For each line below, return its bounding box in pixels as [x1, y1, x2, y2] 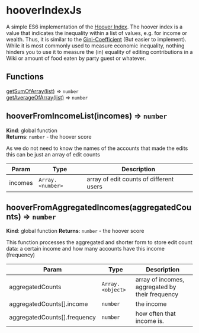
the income [135, 300, 167, 308]
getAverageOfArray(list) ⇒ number [6, 94, 88, 101]
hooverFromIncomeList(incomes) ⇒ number [6, 111, 168, 121]
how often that [135, 309, 176, 318]
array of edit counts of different [86, 175, 174, 183]
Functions [6, 72, 44, 82]
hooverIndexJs [6, 4, 82, 17]
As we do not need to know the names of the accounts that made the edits [6, 145, 188, 152]
